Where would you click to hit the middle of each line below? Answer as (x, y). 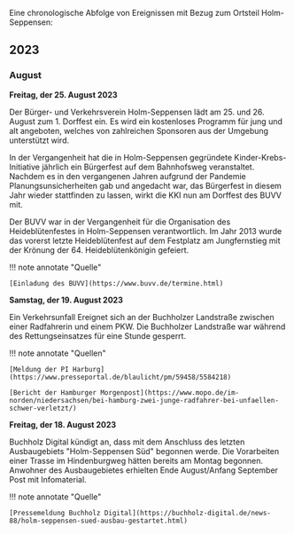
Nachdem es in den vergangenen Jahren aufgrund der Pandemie (128, 176)
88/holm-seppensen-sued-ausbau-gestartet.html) (99, 521)
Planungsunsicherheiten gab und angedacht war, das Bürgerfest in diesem (145, 185)
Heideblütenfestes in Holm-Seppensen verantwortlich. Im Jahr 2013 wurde (146, 231)
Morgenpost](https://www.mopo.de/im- (170, 393)
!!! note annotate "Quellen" (58, 353)
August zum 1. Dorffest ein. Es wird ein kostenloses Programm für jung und (146, 121)
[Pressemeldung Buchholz (55, 513)
